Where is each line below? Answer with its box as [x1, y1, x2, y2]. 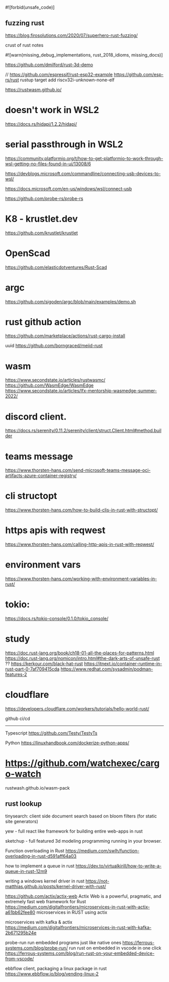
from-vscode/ [5, 955, 34, 961]
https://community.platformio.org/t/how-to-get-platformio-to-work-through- [5, 155, 163, 161]
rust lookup [5, 800, 42, 808]
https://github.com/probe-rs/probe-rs [5, 195, 83, 201]
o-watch [5, 768, 42, 780]
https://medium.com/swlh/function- [65, 848, 140, 854]
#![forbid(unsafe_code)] [5, 5, 55, 10]
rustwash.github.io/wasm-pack [5, 785, 70, 791]
